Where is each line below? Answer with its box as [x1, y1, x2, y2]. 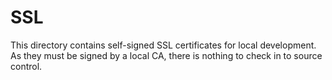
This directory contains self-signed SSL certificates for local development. [10, 39, 317, 51]
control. [10, 60, 43, 72]
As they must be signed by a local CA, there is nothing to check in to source [10, 49, 323, 61]
